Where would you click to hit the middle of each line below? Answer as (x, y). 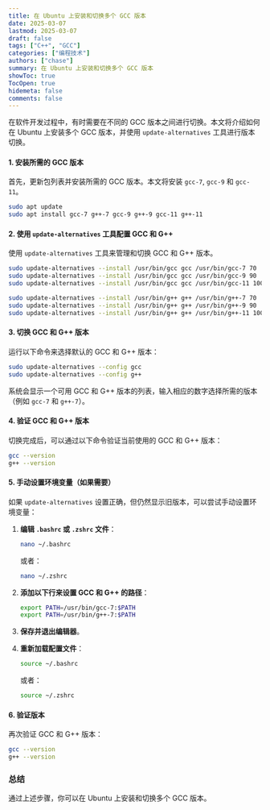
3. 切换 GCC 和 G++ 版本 (49, 332)
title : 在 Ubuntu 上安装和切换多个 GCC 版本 (77, 16)
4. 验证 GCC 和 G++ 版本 (49, 421)
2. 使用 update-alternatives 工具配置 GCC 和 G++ (91, 234)
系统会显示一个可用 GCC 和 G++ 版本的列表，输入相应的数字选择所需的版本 (133, 391)
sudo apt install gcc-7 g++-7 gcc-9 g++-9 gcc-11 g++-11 (106, 214)
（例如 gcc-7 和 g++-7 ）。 (49, 401)
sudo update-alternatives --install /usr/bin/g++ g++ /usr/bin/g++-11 (129, 313)
